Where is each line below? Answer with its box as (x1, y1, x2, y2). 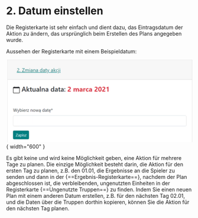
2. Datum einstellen (6, 4, 103, 18)
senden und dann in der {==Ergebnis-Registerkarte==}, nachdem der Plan (6, 173, 187, 180)
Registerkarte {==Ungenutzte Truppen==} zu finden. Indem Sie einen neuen (6, 185, 192, 193)
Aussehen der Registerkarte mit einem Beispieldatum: (6, 47, 137, 54)
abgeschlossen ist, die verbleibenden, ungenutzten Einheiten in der (6, 179, 170, 187)
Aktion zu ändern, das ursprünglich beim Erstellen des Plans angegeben (6, 30, 182, 37)
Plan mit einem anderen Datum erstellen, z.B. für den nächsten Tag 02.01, (6, 192, 185, 199)
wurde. (6, 36, 24, 43)
